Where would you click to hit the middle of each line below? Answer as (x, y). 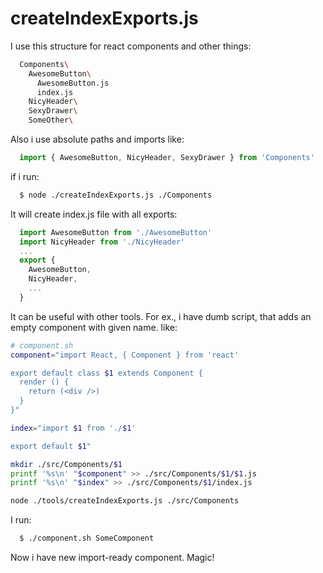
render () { (44, 382)
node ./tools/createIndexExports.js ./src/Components (125, 501)
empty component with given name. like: (94, 327)
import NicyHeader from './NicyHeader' (102, 242)
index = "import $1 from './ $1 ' (73, 428)
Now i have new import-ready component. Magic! (112, 558)
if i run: (25, 176)
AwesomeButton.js (73, 83)
